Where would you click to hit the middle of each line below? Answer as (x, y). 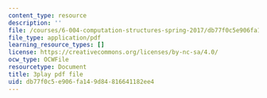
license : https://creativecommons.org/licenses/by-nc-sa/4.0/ (113, 52)
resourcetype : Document (48, 67)
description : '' (35, 23)
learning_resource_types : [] (56, 45)
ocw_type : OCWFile (39, 60)
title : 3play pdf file (46, 74)
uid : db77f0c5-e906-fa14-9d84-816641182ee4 (81, 81)
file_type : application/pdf (55, 38)
